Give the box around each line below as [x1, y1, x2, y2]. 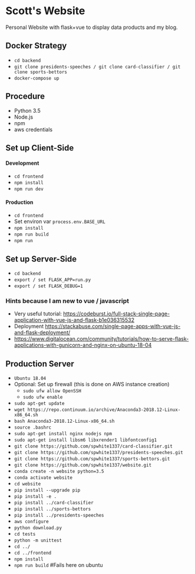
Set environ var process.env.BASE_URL [14, 218, 105, 225]
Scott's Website [5, 4, 85, 18]
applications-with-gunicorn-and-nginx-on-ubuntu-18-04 [14, 341, 152, 349]
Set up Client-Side [5, 143, 74, 153]
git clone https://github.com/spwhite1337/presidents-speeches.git [14, 450, 183, 456]
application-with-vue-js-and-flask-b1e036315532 [14, 317, 135, 324]
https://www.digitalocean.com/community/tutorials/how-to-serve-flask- [14, 335, 189, 343]
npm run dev [14, 186, 44, 193]
